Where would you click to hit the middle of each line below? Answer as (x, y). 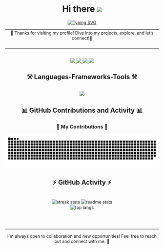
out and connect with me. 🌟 (82, 241)
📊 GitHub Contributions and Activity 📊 (82, 110)
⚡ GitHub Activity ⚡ (82, 182)
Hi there (79, 9)
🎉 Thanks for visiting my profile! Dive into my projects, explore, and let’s (82, 33)
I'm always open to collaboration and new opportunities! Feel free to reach (82, 236)
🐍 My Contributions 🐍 (82, 126)
